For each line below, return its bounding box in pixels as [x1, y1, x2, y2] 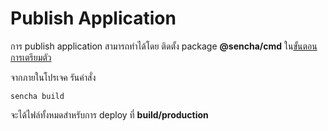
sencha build [10, 91, 65, 101]
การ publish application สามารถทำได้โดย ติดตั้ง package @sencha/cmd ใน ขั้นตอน [10, 40, 318, 52]
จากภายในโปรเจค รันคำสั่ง [10, 71, 97, 83]
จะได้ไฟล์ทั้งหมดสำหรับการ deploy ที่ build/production [10, 108, 209, 121]
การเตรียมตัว [10, 51, 52, 63]
